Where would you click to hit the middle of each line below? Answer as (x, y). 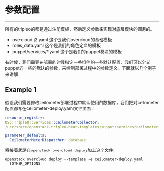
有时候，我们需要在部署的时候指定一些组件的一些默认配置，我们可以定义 (78, 62)
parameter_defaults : (26, 136)
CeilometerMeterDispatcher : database (48, 140)
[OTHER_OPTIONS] (26, 164)
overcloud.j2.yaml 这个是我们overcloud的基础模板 (62, 39)
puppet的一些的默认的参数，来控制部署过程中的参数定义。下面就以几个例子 (81, 68)
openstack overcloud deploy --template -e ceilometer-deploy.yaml (74, 159)
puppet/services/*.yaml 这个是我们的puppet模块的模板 (67, 51)
